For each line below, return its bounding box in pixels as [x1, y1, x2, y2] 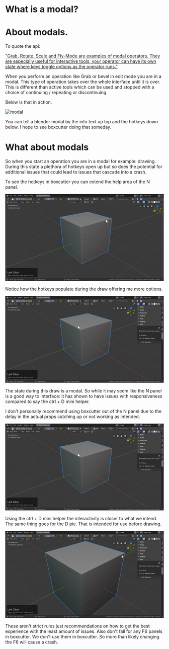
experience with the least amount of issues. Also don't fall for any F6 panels [5, 628, 162, 634]
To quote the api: [5, 43, 40, 49]
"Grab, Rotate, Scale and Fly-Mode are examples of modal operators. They [5, 53, 160, 59]
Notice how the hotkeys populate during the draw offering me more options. [5, 286, 163, 292]
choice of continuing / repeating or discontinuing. [5, 90, 108, 96]
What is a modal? [5, 4, 79, 15]
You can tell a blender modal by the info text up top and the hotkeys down [5, 119, 158, 125]
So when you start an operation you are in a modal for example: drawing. [5, 158, 156, 165]
